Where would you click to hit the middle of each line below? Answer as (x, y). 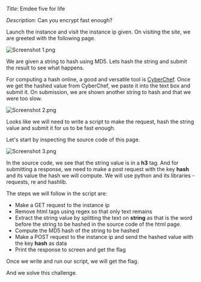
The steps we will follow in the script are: (57, 193)
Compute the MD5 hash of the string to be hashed (77, 231)
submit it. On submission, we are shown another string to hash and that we (98, 92)
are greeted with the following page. (51, 38)
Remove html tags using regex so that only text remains (83, 211)
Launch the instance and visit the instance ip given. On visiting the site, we (98, 32)
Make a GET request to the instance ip (62, 205)
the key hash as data (41, 243)
